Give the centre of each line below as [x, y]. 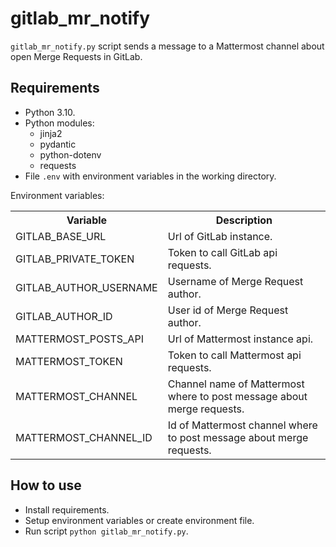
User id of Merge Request [228, 310]
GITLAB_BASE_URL [61, 236]
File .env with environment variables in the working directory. [150, 176]
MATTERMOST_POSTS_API [79, 339]
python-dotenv [70, 154]
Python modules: [59, 123]
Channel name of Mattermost [236, 384]
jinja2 [51, 133]
